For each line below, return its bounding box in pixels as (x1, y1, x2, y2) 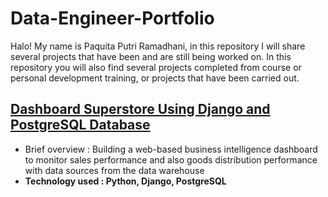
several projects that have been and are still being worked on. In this (10, 50, 292, 62)
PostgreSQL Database (10, 117, 151, 134)
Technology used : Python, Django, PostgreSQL (24, 175, 227, 187)
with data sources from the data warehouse (24, 164, 205, 176)
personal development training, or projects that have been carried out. (10, 72, 300, 84)
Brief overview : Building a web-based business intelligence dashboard (24, 143, 318, 155)
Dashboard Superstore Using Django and (10, 101, 271, 118)
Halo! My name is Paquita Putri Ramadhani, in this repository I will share (10, 40, 306, 52)
